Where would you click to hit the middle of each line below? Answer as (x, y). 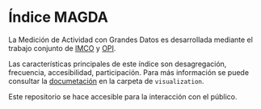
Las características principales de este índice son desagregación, (118, 64)
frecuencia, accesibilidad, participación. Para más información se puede (128, 72)
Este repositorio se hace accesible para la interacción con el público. (123, 96)
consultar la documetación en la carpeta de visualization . (106, 81)
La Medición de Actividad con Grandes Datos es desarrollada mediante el (130, 40)
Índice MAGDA (59, 17)
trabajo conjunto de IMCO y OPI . (62, 48)
